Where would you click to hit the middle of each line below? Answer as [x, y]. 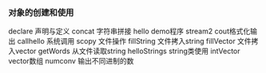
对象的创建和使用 [41, 12]
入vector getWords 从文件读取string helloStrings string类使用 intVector [125, 51]
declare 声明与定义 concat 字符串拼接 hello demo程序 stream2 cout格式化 [129, 31]
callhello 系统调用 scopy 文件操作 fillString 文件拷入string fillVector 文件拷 [138, 41]
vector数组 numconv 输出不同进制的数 [71, 61]
